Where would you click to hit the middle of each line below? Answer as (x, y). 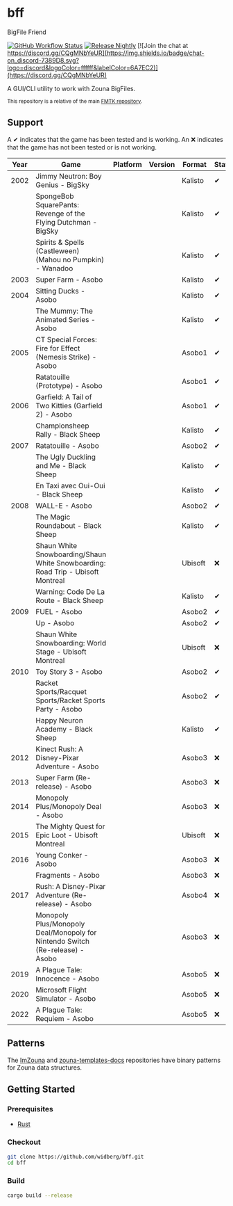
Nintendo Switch (63, 941)
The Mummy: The (64, 311)
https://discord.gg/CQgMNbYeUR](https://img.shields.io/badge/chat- (106, 53)
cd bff (17, 1163)
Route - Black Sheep (70, 600)
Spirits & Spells (60, 242)
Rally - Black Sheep (68, 434)
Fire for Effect (58, 348)
